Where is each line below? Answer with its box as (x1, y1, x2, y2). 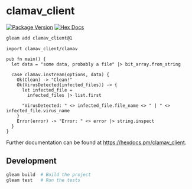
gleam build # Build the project (6, 171, 92, 178)
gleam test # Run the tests (6, 177, 81, 183)
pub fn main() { (6, 56, 46, 62)
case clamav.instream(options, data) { (11, 71, 110, 77)
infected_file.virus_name (6, 107, 70, 113)
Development (6, 156, 57, 166)
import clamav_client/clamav (6, 45, 78, 51)
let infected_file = (21, 87, 73, 93)
